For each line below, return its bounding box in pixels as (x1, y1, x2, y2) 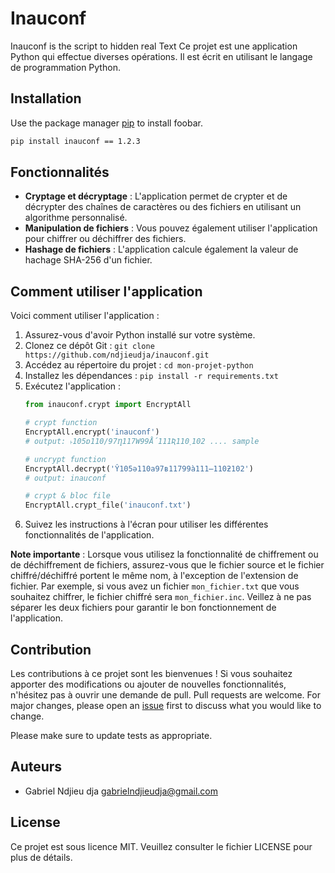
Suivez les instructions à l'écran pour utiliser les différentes (24, 518, 269, 531)
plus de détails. (10, 851, 73, 863)
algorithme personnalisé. (24, 212, 128, 224)
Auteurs (10, 758, 63, 776)
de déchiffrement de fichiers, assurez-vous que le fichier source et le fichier (10, 559, 325, 571)
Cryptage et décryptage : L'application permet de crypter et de (24, 190, 288, 202)
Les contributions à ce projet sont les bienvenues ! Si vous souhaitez (10, 667, 293, 679)
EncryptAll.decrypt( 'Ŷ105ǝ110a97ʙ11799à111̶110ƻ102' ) (24, 463, 254, 474)
